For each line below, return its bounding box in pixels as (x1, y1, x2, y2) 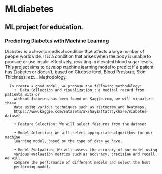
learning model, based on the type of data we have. (14, 139, 123, 144)
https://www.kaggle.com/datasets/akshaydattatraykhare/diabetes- (14, 109, 149, 114)
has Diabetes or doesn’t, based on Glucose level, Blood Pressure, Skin (5, 69, 146, 75)
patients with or (5, 92, 40, 97)
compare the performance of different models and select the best (14, 160, 151, 165)
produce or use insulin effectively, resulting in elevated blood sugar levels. (5, 58, 154, 64)
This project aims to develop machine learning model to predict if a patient (5, 64, 154, 70)
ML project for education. (5, 23, 84, 31)
